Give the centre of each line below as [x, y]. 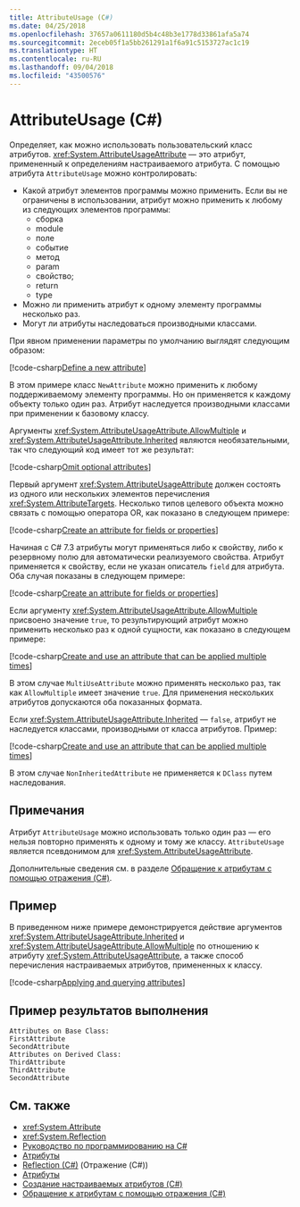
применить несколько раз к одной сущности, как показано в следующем [150, 629]
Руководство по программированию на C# [104, 1145]
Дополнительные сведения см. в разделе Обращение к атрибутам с [141, 868]
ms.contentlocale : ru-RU [55, 59]
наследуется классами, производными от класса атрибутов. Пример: [143, 728]
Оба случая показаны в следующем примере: [97, 575]
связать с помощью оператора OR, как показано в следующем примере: [150, 512]
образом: [27, 350]
